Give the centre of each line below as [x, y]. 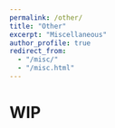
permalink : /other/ [46, 18]
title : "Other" [38, 26]
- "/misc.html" [46, 69]
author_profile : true [50, 43]
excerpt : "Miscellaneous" [58, 34]
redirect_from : [38, 51]
